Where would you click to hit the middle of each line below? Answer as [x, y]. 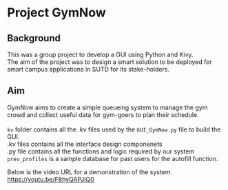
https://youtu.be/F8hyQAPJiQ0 [51, 179]
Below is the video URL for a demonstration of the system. [90, 172]
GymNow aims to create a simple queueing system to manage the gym [107, 107]
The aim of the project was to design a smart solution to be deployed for [110, 62]
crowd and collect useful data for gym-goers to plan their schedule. [103, 114]
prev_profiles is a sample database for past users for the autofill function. [113, 158]
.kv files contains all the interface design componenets [85, 144]
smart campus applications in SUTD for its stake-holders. [89, 69]
